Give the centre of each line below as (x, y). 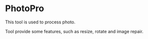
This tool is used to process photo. (40, 22)
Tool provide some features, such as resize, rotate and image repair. (74, 31)
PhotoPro (25, 9)
